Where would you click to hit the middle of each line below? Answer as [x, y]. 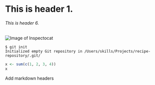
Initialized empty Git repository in [44, 52]
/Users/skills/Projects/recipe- [118, 52]
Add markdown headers [30, 78]
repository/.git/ [23, 56]
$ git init [16, 47]
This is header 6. [22, 23]
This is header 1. [39, 9]
